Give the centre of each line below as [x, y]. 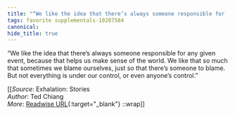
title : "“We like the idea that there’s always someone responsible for [116, 14]
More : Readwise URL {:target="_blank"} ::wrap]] [76, 104]
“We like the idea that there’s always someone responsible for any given [112, 53]
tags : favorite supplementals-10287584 [66, 20]
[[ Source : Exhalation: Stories [49, 89]
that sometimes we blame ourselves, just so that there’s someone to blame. [116, 68]
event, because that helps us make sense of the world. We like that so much [118, 61]
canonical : [23, 27]
